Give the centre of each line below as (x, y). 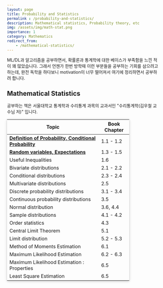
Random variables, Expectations (48, 152)
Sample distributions (33, 215)
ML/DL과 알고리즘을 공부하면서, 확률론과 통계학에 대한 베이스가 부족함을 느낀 (80, 60)
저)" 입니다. (27, 112)
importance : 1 (21, 32)
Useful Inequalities (31, 160)
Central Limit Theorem (35, 231)
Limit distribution (29, 239)
